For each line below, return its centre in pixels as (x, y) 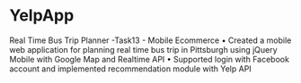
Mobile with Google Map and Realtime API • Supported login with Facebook (150, 59)
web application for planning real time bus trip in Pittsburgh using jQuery (143, 49)
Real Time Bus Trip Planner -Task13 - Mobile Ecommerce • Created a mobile (150, 40)
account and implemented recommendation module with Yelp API (130, 69)
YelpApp (42, 16)
